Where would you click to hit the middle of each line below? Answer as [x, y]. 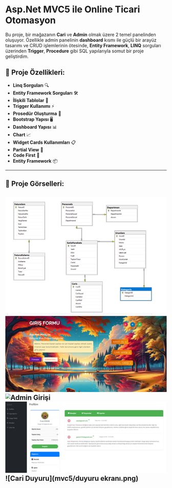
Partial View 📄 [28, 149]
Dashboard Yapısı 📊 [35, 127]
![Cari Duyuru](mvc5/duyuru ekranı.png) [72, 479]
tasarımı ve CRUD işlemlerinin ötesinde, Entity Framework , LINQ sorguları [83, 45]
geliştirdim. [17, 56]
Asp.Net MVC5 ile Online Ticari [73, 9]
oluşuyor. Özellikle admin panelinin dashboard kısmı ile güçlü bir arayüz [81, 40]
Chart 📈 [22, 134]
